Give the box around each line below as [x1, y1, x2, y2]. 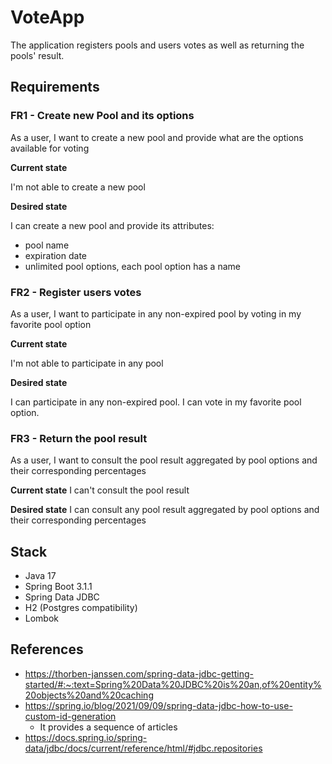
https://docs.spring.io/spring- [24, 731, 148, 743]
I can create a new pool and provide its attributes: [10, 219, 215, 231]
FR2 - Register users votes [10, 285, 142, 299]
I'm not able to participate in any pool [10, 357, 164, 369]
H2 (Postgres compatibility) [24, 602, 138, 614]
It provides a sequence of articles [39, 721, 178, 733]
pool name [24, 239, 70, 251]
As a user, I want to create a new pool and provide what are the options [10, 131, 304, 143]
